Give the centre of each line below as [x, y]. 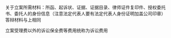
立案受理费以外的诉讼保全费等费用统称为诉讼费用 [56, 30]
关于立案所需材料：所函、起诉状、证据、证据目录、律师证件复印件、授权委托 [85, 7]
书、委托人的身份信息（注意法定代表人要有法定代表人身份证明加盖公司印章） [85, 13]
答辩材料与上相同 [23, 20]
